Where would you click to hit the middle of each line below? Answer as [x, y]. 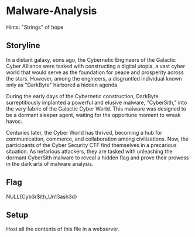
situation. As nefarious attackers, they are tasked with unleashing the [89, 151]
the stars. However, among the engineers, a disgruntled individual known [94, 78]
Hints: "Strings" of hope [35, 27]
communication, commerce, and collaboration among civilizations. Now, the [97, 139]
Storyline [23, 46]
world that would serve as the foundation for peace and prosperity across [95, 72]
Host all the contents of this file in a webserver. [63, 229]
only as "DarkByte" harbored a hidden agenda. [62, 85]
